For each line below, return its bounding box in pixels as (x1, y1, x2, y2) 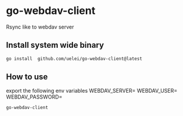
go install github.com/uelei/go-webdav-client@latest (6, 55, 143, 62)
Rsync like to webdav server (6, 23, 74, 30)
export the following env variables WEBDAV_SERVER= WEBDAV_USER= (6, 87, 178, 94)
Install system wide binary (6, 40, 104, 50)
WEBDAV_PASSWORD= (6, 93, 63, 100)
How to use (6, 72, 48, 82)
